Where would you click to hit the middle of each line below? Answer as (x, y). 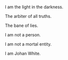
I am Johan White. (23, 53)
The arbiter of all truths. (28, 16)
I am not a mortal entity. (28, 44)
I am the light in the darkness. (34, 7)
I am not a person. (23, 35)
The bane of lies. (22, 25)
